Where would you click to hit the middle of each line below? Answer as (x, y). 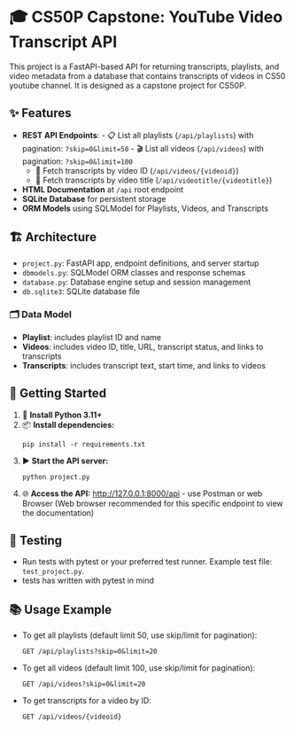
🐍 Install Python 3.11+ (62, 415)
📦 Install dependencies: (68, 424)
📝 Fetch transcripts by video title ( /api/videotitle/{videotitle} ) (154, 180)
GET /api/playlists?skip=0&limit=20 (89, 652)
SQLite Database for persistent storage (94, 198)
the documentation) (58, 513)
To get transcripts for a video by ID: (87, 701)
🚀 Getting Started (58, 394)
